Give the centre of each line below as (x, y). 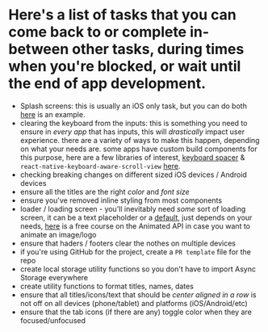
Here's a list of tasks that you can (122, 15)
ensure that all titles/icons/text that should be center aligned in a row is (138, 294)
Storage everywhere (54, 277)
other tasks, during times (158, 49)
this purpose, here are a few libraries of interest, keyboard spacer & (132, 157)
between (39, 49)
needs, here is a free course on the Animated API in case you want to (135, 226)
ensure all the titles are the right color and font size (105, 191)
